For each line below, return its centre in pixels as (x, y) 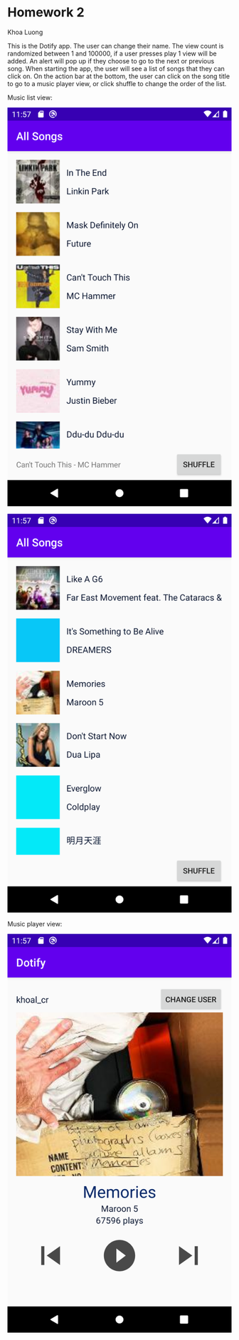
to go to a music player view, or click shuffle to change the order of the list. (117, 83)
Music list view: (30, 98)
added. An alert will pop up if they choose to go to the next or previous (111, 61)
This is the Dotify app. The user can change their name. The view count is (116, 46)
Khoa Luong (25, 32)
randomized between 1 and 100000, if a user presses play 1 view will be (112, 53)
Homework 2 (46, 12)
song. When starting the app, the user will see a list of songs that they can (116, 68)
